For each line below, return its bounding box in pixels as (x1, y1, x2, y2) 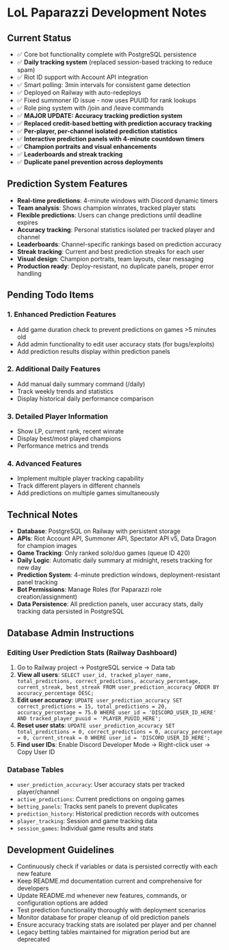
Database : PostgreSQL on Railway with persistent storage (16, 527, 181, 536)
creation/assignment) (16, 593, 77, 601)
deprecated (16, 935, 50, 943)
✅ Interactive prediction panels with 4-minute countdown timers (16, 135, 205, 143)
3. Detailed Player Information (7, 412, 108, 421)
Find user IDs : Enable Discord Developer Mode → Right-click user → (16, 740, 211, 748)
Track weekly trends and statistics (16, 387, 114, 395)
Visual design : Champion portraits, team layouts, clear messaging (16, 254, 204, 263)
